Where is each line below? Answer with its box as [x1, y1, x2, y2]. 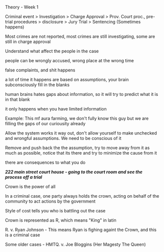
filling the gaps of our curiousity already [5, 121, 86, 126]
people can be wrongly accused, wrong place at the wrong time [5, 58, 134, 63]
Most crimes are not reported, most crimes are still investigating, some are [5, 34, 155, 39]
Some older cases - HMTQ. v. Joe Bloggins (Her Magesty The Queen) [5, 242, 146, 247]
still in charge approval [5, 39, 51, 45]
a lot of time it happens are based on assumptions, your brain [5, 77, 129, 82]
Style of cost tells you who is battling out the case [5, 208, 106, 213]
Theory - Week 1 [5, 4, 39, 10]
